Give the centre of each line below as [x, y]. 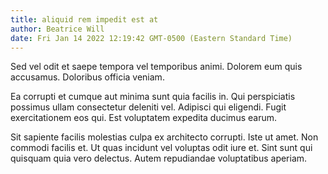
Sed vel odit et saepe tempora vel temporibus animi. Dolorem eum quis [156, 67]
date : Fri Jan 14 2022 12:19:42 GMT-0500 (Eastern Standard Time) [151, 38]
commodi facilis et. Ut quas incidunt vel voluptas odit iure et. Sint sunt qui [161, 148]
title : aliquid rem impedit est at [84, 19]
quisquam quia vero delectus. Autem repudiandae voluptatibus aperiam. [159, 158]
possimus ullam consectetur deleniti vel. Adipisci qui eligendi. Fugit [148, 107]
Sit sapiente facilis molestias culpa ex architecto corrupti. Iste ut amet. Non [164, 137]
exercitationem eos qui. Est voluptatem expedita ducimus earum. [143, 118]
